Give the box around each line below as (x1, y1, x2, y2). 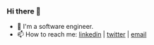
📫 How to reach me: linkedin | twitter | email (16, 30, 147, 39)
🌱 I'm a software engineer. (16, 22, 94, 31)
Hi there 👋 (6, 6, 42, 16)
